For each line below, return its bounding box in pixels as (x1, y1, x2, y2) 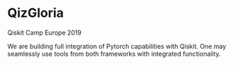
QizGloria (7, 5, 64, 21)
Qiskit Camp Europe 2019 (7, 28, 82, 37)
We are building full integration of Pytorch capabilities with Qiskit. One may (7, 42, 227, 50)
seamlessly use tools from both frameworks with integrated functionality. (7, 49, 222, 58)
